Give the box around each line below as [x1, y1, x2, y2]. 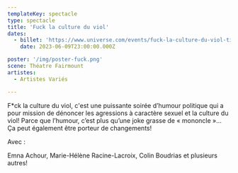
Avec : [7, 137, 26, 145]
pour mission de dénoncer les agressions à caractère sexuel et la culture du [7, 109, 229, 117]
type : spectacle [7, 17, 55, 24]
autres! [7, 158, 28, 167]
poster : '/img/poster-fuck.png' [7, 56, 103, 64]
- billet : [13, 37, 42, 44]
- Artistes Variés [13, 76, 69, 83]
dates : [7, 30, 27, 37]
